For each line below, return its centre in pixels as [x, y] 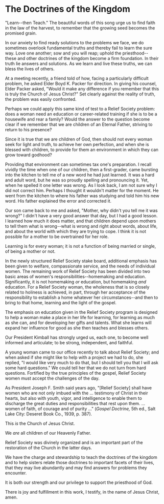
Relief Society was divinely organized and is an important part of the [74, 442]
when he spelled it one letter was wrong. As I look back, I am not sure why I [81, 185]
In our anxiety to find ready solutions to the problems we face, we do [75, 42]
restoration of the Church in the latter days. [48, 447]
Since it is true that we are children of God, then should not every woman [79, 139]
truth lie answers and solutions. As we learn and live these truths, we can [79, 63]
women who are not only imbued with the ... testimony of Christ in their [77, 393]
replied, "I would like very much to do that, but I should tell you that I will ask [82, 362]
